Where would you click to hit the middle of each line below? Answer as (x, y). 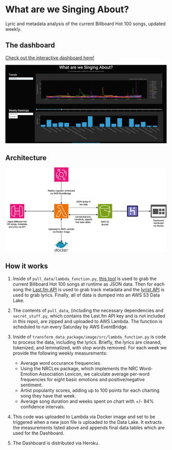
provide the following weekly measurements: (60, 353)
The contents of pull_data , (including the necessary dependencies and (88, 310)
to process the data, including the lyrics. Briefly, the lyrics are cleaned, (87, 342)
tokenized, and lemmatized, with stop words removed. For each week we (90, 347)
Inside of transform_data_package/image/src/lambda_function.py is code (89, 336)
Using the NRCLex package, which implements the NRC (79, 368)
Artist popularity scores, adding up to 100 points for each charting (90, 390)
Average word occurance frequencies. (61, 363)
